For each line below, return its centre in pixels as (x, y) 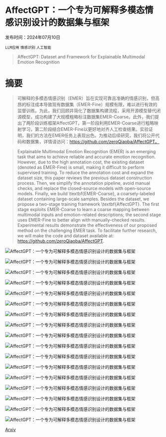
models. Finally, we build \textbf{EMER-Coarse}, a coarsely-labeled (86, 193)
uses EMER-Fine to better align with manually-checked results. (81, 220)
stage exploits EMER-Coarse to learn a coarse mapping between (83, 209)
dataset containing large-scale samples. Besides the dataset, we (83, 199)
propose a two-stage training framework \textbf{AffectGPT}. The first (88, 204)
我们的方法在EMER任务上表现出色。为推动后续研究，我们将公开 (91, 135)
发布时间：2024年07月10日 (33, 37)
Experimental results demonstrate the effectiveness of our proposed (87, 225)
